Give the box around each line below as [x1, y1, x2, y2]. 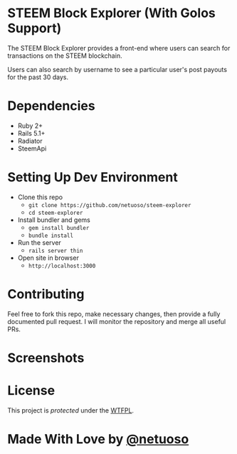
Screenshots [7, 350, 85, 365]
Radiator [17, 136, 43, 145]
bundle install [28, 232, 73, 239]
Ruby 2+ [17, 121, 43, 130]
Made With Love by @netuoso [7, 431, 189, 448]
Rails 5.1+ [17, 128, 46, 137]
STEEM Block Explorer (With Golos [7, 5, 216, 21]
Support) [7, 20, 62, 36]
